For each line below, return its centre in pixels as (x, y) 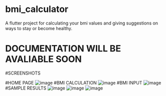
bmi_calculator (37, 9)
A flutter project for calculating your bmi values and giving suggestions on (82, 23)
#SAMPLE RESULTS (26, 88)
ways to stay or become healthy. (39, 28)
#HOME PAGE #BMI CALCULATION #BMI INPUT (74, 82)
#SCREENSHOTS (23, 73)
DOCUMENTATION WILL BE (63, 49)
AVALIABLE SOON (43, 59)
